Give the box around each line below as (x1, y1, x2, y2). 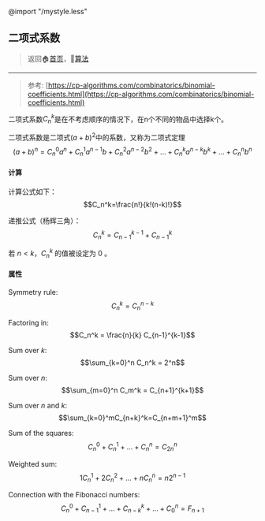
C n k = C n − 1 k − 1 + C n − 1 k (92, 229, 173, 241)
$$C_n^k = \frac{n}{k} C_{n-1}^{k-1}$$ (69, 330, 196, 340)
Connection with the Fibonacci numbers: (8, 490, 140, 500)
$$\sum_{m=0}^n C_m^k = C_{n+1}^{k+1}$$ (61, 385, 204, 395)
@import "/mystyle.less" (8, 7, 88, 16)
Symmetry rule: (8, 287, 58, 296)
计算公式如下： (8, 187, 57, 196)
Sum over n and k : (8, 401, 68, 411)
